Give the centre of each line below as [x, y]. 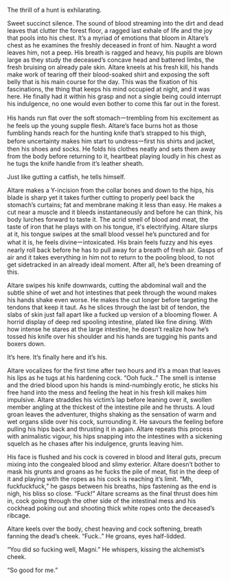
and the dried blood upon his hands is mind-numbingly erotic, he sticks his [113, 385]
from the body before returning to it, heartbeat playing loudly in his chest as [114, 156]
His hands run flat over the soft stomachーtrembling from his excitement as [113, 118]
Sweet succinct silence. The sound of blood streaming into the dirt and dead [115, 23]
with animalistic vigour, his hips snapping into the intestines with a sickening [115, 436]
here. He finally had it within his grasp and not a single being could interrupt [114, 96]
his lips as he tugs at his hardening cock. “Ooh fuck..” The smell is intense [112, 378]
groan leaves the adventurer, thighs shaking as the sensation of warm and [112, 414]
